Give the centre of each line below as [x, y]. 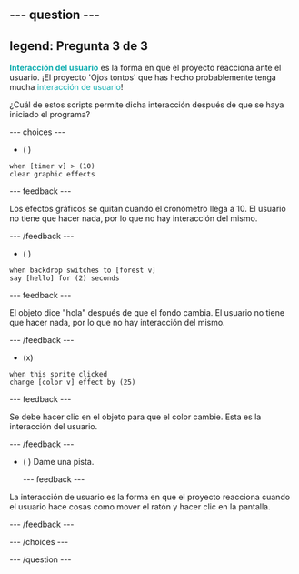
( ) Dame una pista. [58, 462]
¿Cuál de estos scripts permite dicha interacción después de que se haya [147, 105]
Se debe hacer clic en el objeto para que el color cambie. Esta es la [135, 417]
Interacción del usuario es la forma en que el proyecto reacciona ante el [145, 68]
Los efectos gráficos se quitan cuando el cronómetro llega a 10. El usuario [148, 209]
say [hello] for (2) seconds [65, 278]
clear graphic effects [52, 175]
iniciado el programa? [50, 115]
